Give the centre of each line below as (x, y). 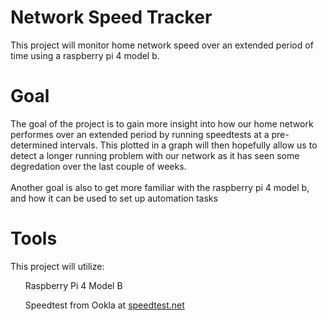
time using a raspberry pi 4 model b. (85, 55)
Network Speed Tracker (111, 17)
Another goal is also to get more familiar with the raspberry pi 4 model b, (160, 187)
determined (34, 145)
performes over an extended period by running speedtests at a (140, 134)
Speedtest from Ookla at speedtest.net (104, 305)
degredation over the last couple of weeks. (98, 166)
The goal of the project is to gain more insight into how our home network (162, 123)
